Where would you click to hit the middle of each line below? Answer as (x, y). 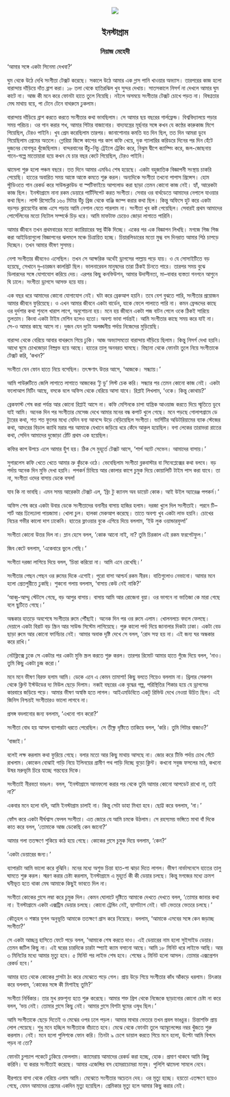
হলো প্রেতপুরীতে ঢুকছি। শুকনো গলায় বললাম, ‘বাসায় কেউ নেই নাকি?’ (74, 583)
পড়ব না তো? (20, 1042)
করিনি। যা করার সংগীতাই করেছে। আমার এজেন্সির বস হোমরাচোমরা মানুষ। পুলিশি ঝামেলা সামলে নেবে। (107, 1064)
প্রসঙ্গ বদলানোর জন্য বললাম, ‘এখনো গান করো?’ (53, 713)
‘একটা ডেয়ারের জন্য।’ (29, 854)
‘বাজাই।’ (16, 741)
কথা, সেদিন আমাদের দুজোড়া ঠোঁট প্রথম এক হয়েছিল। (58, 435)
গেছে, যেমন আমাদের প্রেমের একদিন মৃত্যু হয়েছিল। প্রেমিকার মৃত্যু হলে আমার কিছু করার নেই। (97, 1085)
